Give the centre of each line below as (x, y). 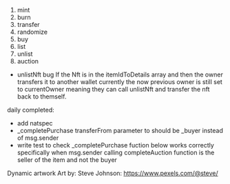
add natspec (35, 123)
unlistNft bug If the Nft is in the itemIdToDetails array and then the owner (120, 74)
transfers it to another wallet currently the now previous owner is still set (119, 82)
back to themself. (42, 96)
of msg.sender (38, 138)
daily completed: (31, 110)
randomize (32, 32)
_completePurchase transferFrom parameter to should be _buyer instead (120, 131)
